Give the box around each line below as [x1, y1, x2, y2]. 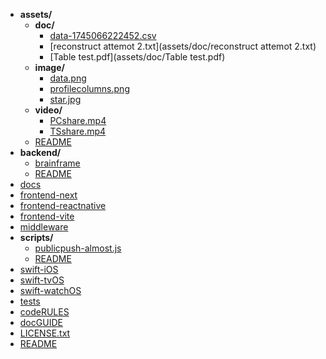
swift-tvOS [19, 274, 65, 286]
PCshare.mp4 [49, 115, 107, 126]
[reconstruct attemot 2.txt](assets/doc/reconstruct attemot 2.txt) [49, 40, 317, 52]
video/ [34, 104, 63, 116]
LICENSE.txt [19, 327, 71, 339]
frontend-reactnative [19, 200, 107, 211]
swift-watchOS [19, 285, 82, 296]
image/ [34, 62, 65, 73]
